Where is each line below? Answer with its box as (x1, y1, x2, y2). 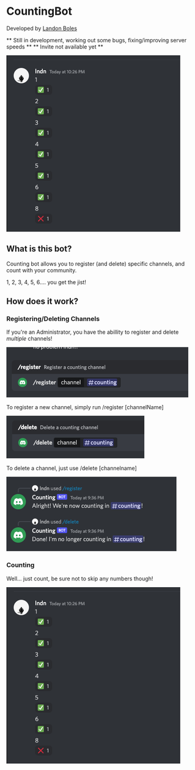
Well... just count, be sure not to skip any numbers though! (6, 575, 153, 582)
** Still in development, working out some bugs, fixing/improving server (6, 36, 187, 44)
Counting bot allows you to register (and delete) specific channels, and (6, 260, 185, 268)
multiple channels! (6, 335, 53, 342)
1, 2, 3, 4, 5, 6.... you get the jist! (6, 278, 87, 286)
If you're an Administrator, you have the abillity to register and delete (6, 328, 179, 336)
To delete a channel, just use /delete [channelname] (6, 464, 138, 472)
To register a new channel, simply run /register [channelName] (6, 404, 164, 411)
